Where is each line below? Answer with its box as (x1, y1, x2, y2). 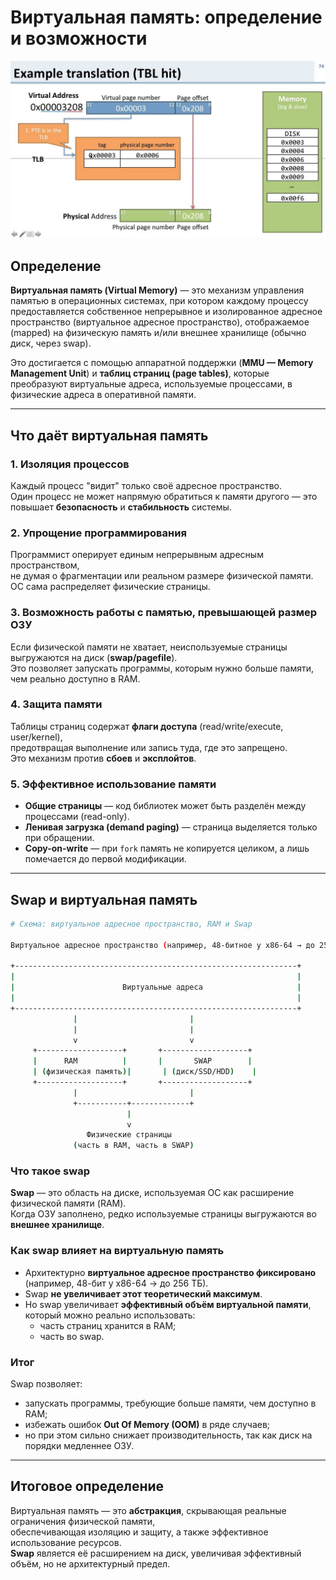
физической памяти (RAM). (10, 1197, 127, 1210)
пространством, (10, 559, 80, 571)
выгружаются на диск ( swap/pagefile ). (10, 651, 178, 663)
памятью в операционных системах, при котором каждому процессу (10, 295, 309, 307)
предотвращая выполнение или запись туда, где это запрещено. (10, 741, 288, 753)
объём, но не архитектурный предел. (10, 1557, 171, 1570)
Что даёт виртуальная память (10, 427, 209, 444)
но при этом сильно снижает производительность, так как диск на (24, 1429, 313, 1441)
